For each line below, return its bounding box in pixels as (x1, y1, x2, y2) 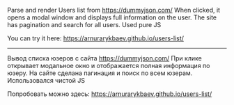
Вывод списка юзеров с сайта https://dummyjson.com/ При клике (7, 54, 202, 62)
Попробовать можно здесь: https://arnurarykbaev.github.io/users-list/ (7, 90, 212, 98)
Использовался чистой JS (7, 76, 86, 84)
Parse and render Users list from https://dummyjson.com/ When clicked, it (7, 6, 221, 14)
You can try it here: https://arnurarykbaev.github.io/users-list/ (7, 34, 185, 42)
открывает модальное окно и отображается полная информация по (7, 62, 210, 70)
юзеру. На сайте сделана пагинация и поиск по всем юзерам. (7, 69, 193, 77)
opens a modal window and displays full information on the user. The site (7, 13, 217, 22)
